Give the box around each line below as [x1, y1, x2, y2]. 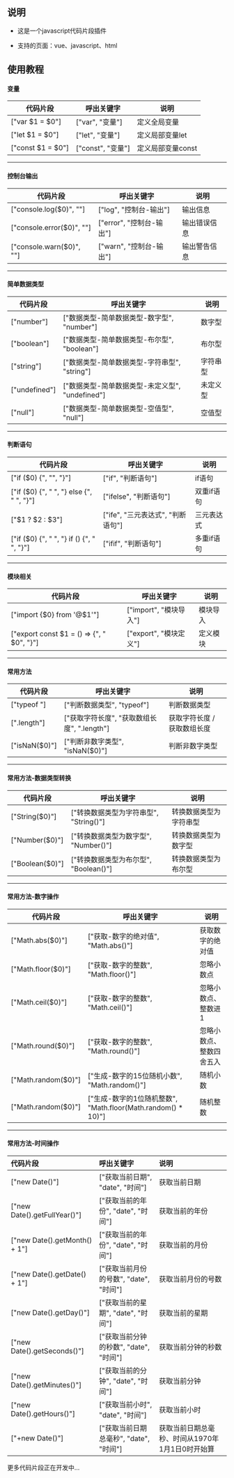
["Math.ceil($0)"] [10, 997, 68, 1006]
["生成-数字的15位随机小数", [87, 1071, 182, 1080]
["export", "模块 [126, 628, 179, 638]
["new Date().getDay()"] [10, 1308, 91, 1318]
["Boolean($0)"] [10, 859, 64, 868]
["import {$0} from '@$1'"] [10, 610, 100, 619]
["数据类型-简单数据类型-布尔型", [62, 334, 174, 344]
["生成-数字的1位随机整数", [87, 1094, 178, 1103]
